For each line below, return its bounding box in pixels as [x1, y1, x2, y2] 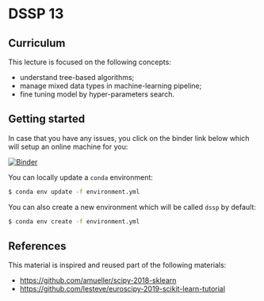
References [8, 239, 67, 253]
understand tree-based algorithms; [19, 73, 135, 82]
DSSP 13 [8, 5, 64, 23]
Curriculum [8, 36, 66, 50]
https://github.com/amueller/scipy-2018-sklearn [19, 276, 177, 285]
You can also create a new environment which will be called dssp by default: [8, 202, 256, 211]
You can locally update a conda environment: [8, 172, 153, 182]
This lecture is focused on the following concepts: [8, 57, 172, 67]
